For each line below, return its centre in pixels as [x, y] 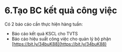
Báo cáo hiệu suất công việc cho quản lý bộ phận [61, 39]
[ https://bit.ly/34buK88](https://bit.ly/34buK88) [59, 44]
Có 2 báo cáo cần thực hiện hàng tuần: [44, 24]
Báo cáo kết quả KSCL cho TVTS [45, 33]
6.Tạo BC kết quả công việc [61, 11]
